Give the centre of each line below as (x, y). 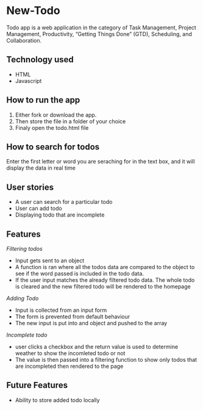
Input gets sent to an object (49, 261)
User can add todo (38, 209)
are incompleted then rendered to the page (69, 366)
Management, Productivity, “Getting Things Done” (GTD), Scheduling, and (99, 34)
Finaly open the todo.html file (52, 128)
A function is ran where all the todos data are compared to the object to (105, 267)
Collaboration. (24, 40)
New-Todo (33, 11)
